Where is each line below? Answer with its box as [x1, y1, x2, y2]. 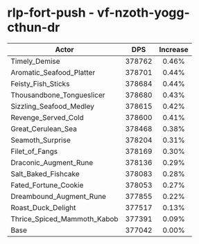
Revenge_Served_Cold [10, 112, 85, 122]
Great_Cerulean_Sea [10, 123, 78, 133]
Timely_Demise [10, 56, 60, 66]
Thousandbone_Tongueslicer [10, 90, 105, 100]
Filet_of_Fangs [10, 146, 58, 156]
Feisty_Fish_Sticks [10, 78, 70, 88]
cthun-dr [7, 19, 60, 35]
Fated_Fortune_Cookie [10, 180, 84, 190]
